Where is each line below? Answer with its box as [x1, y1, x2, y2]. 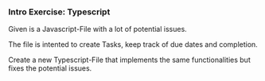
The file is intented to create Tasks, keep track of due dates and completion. [8, 40, 259, 49]
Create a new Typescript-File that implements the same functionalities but [8, 55, 251, 65]
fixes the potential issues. [8, 64, 92, 73]
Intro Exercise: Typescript [8, 6, 111, 17]
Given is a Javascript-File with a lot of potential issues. [8, 25, 187, 34]
